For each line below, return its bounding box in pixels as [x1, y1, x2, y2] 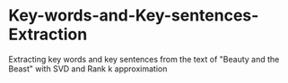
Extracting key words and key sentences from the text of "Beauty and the [8, 54, 280, 64]
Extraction [8, 24, 88, 45]
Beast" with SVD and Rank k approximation [8, 63, 168, 74]
